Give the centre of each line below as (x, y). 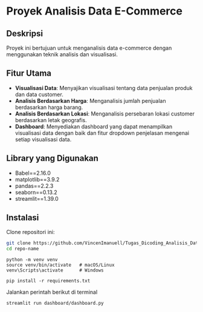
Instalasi (23, 218)
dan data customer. (39, 94)
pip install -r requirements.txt (48, 281)
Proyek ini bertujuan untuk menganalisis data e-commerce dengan (89, 48)
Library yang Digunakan (52, 158)
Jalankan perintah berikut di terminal (52, 292)
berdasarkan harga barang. (49, 107)
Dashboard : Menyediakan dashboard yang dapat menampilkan (94, 126)
